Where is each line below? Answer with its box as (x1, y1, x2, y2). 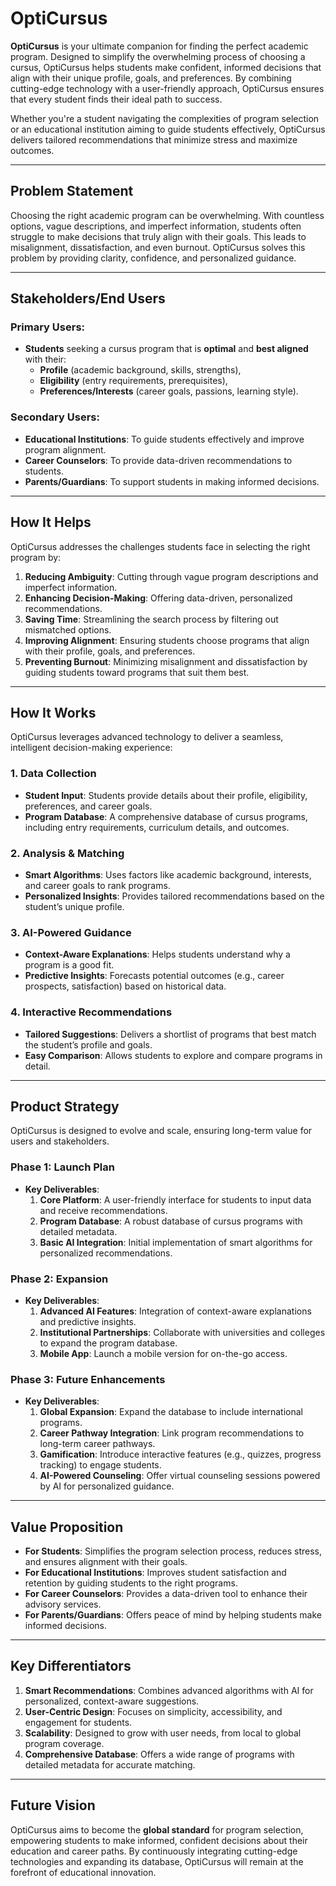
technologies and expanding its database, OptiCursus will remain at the (10, 1855, 304, 1867)
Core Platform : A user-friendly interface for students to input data (39, 1193, 312, 1206)
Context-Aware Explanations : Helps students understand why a (24, 948, 291, 961)
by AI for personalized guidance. (39, 1480, 175, 1492)
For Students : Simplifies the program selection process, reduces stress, (24, 1545, 322, 1557)
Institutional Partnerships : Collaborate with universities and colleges (39, 1326, 326, 1338)
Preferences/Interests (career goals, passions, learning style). (39, 385, 299, 397)
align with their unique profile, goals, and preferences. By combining (10, 72, 292, 84)
